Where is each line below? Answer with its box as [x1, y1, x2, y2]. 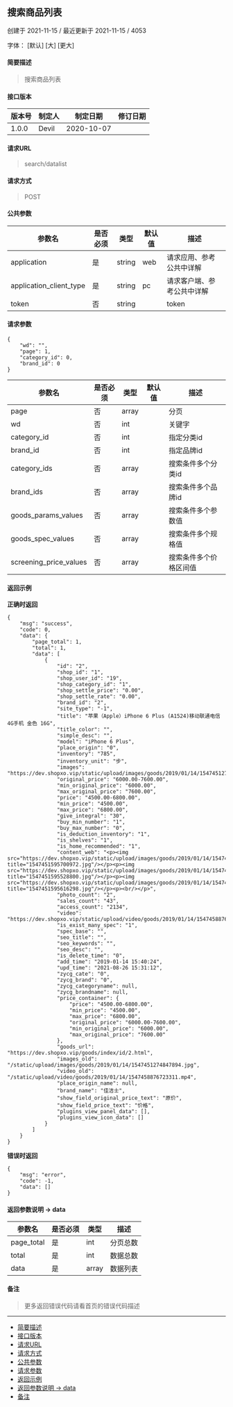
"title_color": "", [56, 726, 113, 733]
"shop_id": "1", [56, 669, 104, 676]
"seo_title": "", [56, 934, 107, 941]
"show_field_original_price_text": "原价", [56, 1094, 182, 1102]
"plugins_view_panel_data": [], [56, 1108, 150, 1115]
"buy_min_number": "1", [56, 819, 126, 826]
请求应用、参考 [166, 252, 216, 262]
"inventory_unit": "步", [56, 758, 128, 765]
